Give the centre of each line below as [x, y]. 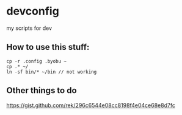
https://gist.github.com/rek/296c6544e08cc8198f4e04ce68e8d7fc [91, 105]
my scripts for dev [29, 28]
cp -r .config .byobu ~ [37, 61]
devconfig [33, 11]
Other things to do [42, 90]
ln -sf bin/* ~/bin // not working [52, 72]
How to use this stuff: [48, 47]
